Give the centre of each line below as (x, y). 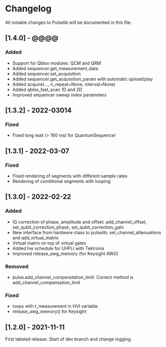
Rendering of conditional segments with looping (61, 181)
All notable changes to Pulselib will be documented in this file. (68, 22)
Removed (17, 266)
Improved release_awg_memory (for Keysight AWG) (65, 254)
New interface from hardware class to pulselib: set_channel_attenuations (87, 232)
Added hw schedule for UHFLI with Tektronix (58, 248)
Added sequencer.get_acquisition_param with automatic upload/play (83, 79)
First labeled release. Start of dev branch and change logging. (69, 339)
